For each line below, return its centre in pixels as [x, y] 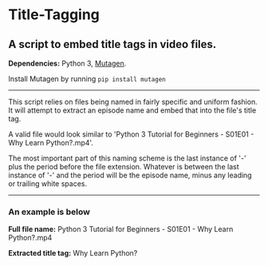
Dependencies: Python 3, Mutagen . [67, 63]
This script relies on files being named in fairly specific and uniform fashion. [133, 102]
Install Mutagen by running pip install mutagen [87, 79]
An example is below [49, 212]
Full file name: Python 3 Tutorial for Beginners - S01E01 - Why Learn [121, 229]
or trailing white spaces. [48, 184]
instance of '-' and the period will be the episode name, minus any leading [130, 175]
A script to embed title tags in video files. [112, 44]
